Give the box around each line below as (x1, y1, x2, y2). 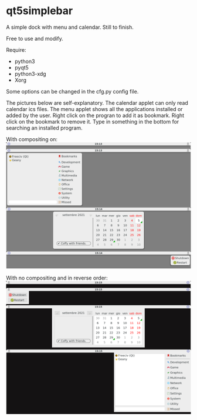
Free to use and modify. (6, 35, 63, 42)
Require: (6, 46, 26, 54)
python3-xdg (14, 70, 46, 77)
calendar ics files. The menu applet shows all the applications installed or (6, 105, 183, 112)
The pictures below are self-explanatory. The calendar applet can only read (6, 99, 189, 106)
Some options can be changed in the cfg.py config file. (6, 88, 139, 95)
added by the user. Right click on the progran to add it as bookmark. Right (6, 112, 185, 119)
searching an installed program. (6, 124, 83, 131)
